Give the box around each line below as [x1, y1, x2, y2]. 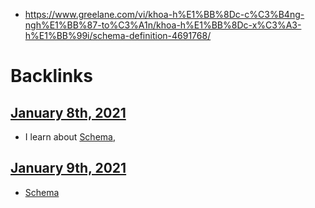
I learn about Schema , [24, 131, 116, 143]
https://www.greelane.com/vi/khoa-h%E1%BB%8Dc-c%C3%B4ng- [24, 9, 305, 20]
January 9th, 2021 [10, 160, 127, 177]
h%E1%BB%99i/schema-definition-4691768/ [24, 30, 212, 41]
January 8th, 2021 [10, 104, 127, 121]
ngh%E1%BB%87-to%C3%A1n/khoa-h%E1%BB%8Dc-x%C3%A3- [24, 19, 302, 31]
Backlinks [10, 65, 94, 88]
